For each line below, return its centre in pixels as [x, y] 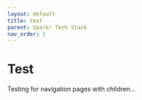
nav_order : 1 [27, 34]
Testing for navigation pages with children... [72, 89]
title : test [25, 21]
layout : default [31, 14]
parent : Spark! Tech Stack [47, 27]
